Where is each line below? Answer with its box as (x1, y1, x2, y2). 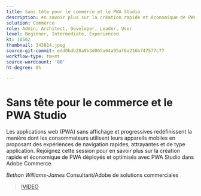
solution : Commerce (6, 20, 55, 26)
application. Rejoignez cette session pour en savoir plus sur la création (6, 147, 181, 155)
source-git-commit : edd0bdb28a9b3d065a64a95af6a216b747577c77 (6, 48, 165, 54)
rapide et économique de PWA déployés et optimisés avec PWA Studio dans (6, 153, 194, 161)
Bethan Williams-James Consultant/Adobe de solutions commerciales (6, 171, 179, 179)
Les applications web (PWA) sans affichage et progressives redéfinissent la (6, 128, 193, 135)
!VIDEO (20, 183, 39, 191)
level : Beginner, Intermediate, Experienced (6, 31, 119, 37)
